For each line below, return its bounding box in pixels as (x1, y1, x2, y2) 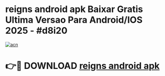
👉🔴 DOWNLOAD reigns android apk (5, 60, 160, 71)
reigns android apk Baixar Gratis (5, 4, 143, 15)
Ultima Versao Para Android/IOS (5, 14, 143, 26)
